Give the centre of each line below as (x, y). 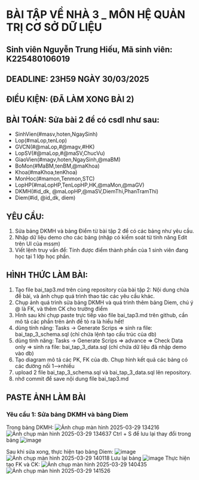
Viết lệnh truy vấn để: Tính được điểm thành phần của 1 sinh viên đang (101, 250)
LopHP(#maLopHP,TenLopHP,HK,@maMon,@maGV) (79, 185)
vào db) (24, 353)
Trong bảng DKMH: (30, 427)
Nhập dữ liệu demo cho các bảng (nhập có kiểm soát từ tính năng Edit (101, 237)
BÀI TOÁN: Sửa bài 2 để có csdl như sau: (83, 119)
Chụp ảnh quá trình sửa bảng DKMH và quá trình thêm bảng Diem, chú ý (104, 302)
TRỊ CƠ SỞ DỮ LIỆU (54, 27)
